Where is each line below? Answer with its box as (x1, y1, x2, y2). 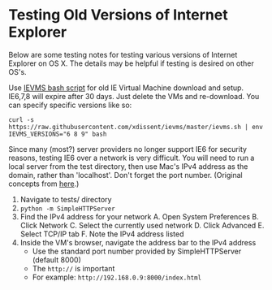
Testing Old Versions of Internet (8, 6, 229, 24)
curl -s (8, 115, 35, 123)
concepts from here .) (8, 179, 80, 188)
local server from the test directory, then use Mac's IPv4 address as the (8, 161, 248, 171)
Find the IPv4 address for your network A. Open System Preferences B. (19, 211, 259, 221)
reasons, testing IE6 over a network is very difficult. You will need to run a (8, 153, 255, 162)
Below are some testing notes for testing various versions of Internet (8, 50, 238, 59)
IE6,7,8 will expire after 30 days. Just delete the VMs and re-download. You (8, 91, 260, 101)
